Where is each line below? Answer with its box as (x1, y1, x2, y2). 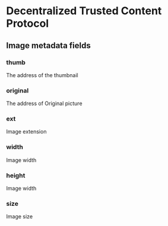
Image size (6, 213, 33, 220)
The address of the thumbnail (6, 71, 78, 78)
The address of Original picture (6, 100, 83, 107)
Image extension (6, 128, 47, 135)
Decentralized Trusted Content (6, 4, 162, 18)
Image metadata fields (6, 40, 91, 50)
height (6, 171, 26, 179)
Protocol (6, 17, 49, 30)
